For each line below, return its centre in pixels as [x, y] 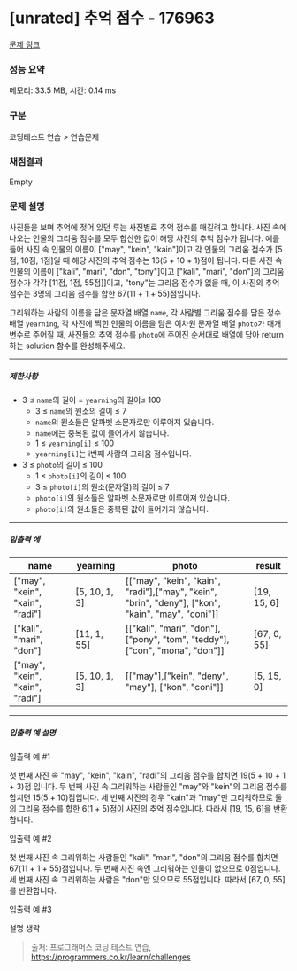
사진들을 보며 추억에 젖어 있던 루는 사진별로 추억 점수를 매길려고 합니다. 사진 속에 [148, 228]
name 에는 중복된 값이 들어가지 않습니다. [102, 433]
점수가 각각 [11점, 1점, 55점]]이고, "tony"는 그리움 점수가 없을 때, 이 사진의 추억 [145, 283]
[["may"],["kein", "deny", [177, 676]
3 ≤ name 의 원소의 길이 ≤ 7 [81, 411]
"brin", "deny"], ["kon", [173, 603]
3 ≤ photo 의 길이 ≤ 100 [62, 465]
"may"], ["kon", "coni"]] [174, 687]
